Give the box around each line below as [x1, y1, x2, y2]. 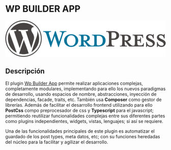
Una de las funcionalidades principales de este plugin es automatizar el [5, 128, 155, 134]
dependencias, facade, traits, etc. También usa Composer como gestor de [5, 96, 162, 103]
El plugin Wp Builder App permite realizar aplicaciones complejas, [5, 80, 144, 87]
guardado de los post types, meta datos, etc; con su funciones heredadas [5, 134, 160, 140]
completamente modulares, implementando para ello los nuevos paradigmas [5, 86, 166, 92]
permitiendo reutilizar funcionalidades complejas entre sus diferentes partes [5, 113, 165, 119]
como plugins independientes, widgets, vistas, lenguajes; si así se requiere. [5, 118, 164, 124]
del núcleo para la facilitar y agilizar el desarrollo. [5, 139, 108, 145]
